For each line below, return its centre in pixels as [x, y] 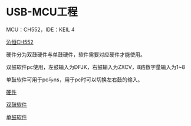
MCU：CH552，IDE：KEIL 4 [40, 29]
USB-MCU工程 [42, 12]
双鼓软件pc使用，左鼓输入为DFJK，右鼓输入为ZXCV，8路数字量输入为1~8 [96, 67]
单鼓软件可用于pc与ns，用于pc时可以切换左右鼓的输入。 [75, 79]
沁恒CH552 [20, 42]
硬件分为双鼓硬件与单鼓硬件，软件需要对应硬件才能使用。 [76, 54]
